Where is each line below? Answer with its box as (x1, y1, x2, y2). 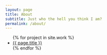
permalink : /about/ (5, 21, 46, 26)
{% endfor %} (12, 45, 42, 51)
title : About (5, 12, 33, 17)
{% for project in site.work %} (12, 35, 74, 41)
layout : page (5, 7, 33, 12)
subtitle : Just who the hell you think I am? (5, 16, 102, 21)
